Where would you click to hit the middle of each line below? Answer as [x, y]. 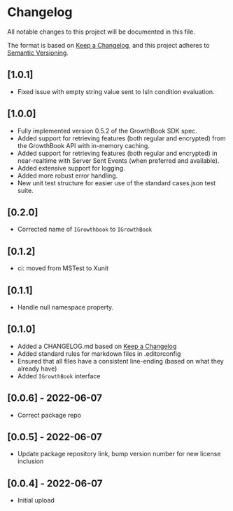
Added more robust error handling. [68, 175]
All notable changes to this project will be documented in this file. [101, 32]
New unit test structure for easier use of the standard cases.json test [116, 182]
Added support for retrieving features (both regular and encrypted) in [117, 153]
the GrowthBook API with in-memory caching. [84, 145]
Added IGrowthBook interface [59, 376]
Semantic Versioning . [38, 53]
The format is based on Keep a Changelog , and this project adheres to [108, 45]
